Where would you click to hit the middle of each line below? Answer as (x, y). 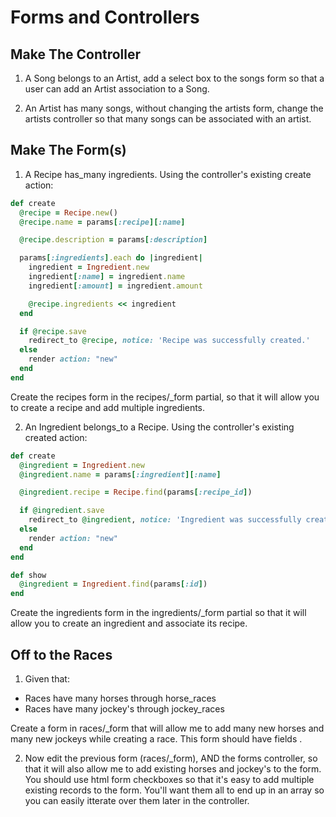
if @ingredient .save (62, 511)
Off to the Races (61, 654)
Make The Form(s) (68, 150)
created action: (56, 437)
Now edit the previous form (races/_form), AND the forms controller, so (171, 758)
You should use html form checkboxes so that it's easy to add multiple (169, 779)
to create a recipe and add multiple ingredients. (108, 407)
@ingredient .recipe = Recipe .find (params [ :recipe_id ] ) (136, 492)
